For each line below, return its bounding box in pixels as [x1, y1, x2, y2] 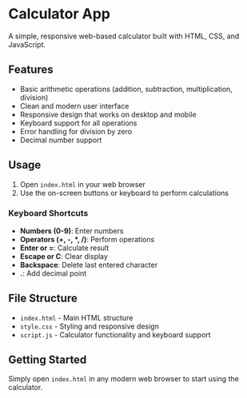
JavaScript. [8, 39, 46, 49]
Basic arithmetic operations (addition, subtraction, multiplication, [19, 84, 233, 94]
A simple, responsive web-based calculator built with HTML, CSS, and [8, 31, 240, 41]
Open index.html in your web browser [19, 179, 145, 189]
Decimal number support [19, 135, 102, 145]
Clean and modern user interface [19, 101, 129, 110]
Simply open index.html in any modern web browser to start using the [8, 374, 240, 384]
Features [8, 63, 54, 77]
